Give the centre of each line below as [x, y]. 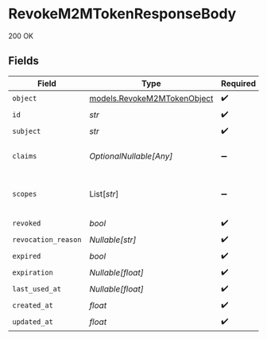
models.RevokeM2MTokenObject [151, 99]
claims [25, 156]
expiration [33, 273]
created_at [33, 306]
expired [27, 256]
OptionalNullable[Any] [131, 156]
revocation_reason [47, 240]
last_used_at [37, 289]
